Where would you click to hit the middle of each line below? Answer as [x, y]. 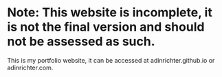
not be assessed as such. [81, 42]
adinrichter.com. [30, 67]
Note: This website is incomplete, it [110, 13]
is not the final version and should [106, 27]
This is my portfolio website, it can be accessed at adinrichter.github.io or [111, 60]
